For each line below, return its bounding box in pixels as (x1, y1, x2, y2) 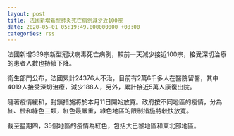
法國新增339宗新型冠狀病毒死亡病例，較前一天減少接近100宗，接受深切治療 (7, 50, 227, 58)
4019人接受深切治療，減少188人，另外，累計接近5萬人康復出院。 (7, 82, 196, 92)
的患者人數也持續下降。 (7, 59, 75, 68)
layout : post (7, 10, 46, 18)
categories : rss (7, 30, 55, 37)
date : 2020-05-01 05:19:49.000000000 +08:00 (7, 23, 140, 30)
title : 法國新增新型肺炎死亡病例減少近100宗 (7, 17, 123, 24)
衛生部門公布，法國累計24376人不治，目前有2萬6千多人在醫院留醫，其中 (7, 74, 219, 82)
